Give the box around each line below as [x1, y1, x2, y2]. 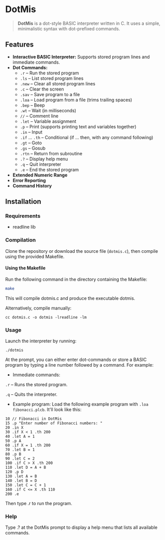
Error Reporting [12, 177, 46, 183]
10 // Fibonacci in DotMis [5, 416, 62, 422]
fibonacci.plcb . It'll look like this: [12, 407, 82, 413]
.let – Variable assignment [20, 118, 77, 124]
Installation [5, 197, 41, 206]
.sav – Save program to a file [20, 91, 80, 97]
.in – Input [20, 129, 43, 135]
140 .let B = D [5, 478, 37, 483]
